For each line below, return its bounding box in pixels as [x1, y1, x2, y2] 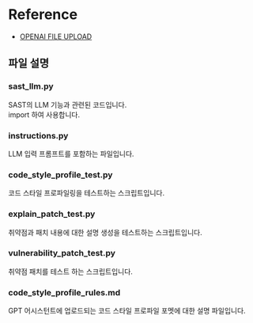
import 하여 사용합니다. [8, 109, 81, 120]
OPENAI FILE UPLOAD [19, 32, 93, 41]
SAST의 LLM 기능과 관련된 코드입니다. [8, 100, 127, 109]
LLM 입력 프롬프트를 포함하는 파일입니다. [8, 149, 134, 158]
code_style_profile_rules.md [8, 287, 121, 298]
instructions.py [8, 130, 69, 141]
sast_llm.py [8, 81, 54, 92]
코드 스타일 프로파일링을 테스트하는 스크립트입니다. [8, 188, 165, 198]
